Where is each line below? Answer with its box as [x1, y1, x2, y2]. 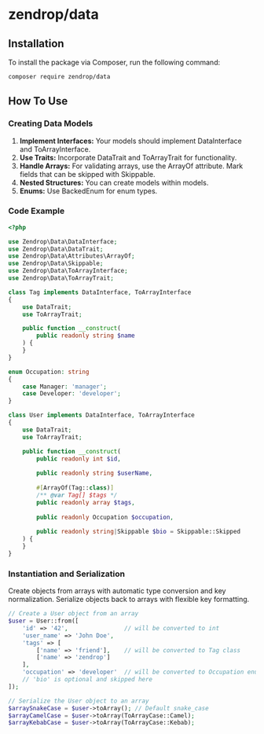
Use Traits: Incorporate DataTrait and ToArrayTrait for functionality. [19, 152, 237, 162]
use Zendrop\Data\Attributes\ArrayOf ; [8, 252, 135, 260]
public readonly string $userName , [36, 469, 153, 477]
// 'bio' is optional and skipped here [22, 676, 153, 684]
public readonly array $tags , [36, 498, 135, 506]
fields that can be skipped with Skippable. [19, 169, 156, 178]
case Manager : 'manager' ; [22, 383, 108, 391]
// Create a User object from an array [8, 610, 139, 618]
